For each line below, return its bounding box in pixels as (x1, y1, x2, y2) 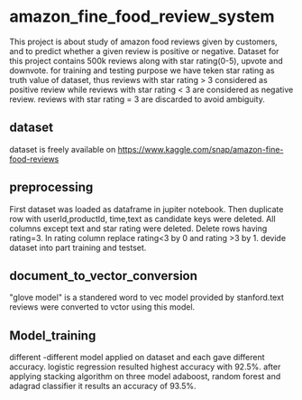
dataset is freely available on (9, 144, 116, 154)
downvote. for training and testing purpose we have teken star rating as (9, 65, 275, 76)
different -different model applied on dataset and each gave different (9, 352, 265, 363)
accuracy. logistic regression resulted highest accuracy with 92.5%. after (9, 361, 281, 372)
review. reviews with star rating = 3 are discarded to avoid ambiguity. (9, 93, 266, 105)
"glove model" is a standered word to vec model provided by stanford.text (9, 292, 284, 303)
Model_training (9, 328, 96, 343)
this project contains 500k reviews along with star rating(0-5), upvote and (9, 55, 284, 66)
